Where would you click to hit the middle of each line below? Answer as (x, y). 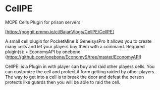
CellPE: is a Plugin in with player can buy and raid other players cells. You (80, 66)
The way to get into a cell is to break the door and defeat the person (75, 77)
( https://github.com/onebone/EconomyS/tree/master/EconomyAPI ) (73, 57)
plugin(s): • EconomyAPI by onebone (43, 52)
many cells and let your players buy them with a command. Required (75, 46)
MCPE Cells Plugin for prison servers (43, 22)
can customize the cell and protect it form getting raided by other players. (80, 71)
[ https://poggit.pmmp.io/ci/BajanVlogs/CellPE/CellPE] (60, 31)
